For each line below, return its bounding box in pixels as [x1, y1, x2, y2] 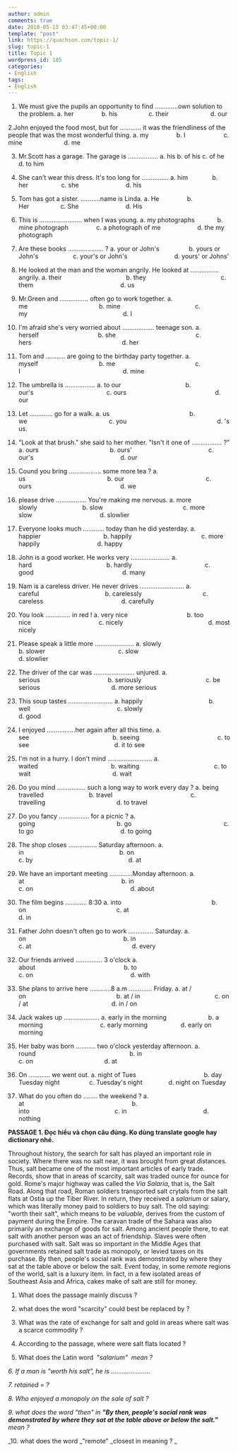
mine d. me [8, 139, 81, 147]
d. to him [18, 160, 44, 168]
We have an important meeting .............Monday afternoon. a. [18, 870, 196, 878]
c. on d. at [18, 1057, 117, 1066]
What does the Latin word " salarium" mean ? [18, 1353, 153, 1362]
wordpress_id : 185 [8, 57, 62, 64]
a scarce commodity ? [18, 1326, 83, 1335]
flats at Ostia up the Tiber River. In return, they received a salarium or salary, [8, 1194, 230, 1203]
